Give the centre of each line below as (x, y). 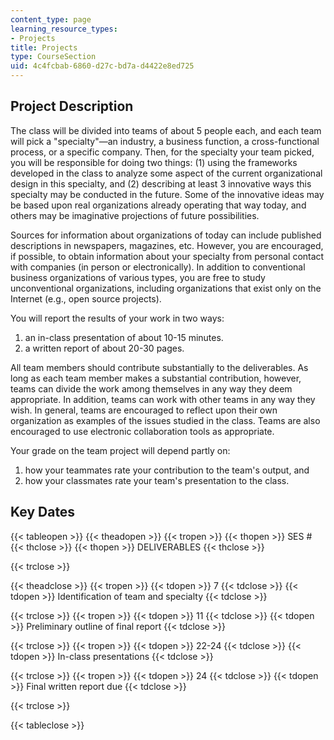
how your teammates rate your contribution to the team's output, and (167, 470)
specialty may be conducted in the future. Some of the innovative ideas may (167, 194)
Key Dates (43, 512)
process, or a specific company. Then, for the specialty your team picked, (162, 152)
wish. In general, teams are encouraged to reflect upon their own (144, 410)
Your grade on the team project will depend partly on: (120, 450)
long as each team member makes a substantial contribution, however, (156, 378)
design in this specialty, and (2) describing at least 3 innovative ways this (161, 183)
